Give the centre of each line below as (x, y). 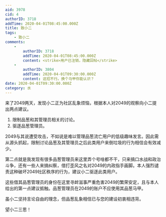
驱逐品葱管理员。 (30, 126)
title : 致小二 (19, 28)
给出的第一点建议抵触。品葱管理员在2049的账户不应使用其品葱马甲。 (76, 188)
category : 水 (18, 88)
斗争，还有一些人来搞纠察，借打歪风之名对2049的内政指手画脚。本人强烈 (80, 165)
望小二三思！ (18, 209)
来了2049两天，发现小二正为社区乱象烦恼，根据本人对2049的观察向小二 (79, 103)
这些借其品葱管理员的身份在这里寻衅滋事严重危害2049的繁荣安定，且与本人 (82, 182)
